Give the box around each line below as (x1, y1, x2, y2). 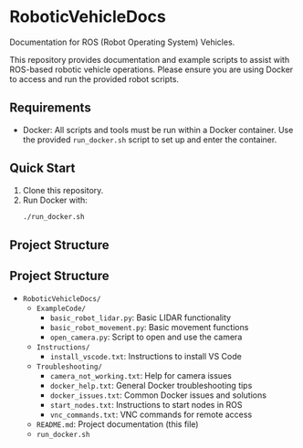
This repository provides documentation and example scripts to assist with (9, 54, 290, 65)
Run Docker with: (22, 194, 89, 205)
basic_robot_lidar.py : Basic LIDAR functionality (49, 312, 231, 323)
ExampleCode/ (36, 304, 87, 313)
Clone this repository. (22, 184, 104, 195)
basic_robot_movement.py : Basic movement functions (49, 321, 249, 332)
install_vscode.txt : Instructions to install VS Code (49, 350, 242, 361)
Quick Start (9, 161, 76, 176)
